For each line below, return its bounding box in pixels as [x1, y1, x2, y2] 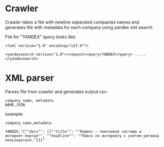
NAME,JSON [5, 102, 26, 107]
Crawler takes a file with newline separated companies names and [5, 19, 139, 25]
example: [5, 111, 24, 117]
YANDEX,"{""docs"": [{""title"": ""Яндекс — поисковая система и [5, 129, 141, 134]
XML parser [5, 73, 54, 84]
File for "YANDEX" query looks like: [5, 34, 77, 40]
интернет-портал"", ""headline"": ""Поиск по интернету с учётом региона [5, 133, 160, 138]
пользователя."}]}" [5, 138, 45, 143]
